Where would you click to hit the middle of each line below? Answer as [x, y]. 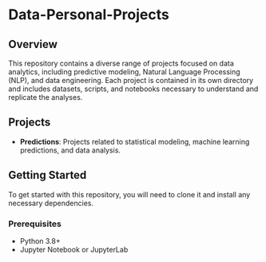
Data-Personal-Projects [89, 15]
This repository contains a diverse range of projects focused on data [121, 63]
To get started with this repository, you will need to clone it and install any [129, 194]
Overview [33, 44]
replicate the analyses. [46, 97]
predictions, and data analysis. [70, 150]
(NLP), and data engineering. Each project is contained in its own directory [131, 80]
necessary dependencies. [51, 203]
